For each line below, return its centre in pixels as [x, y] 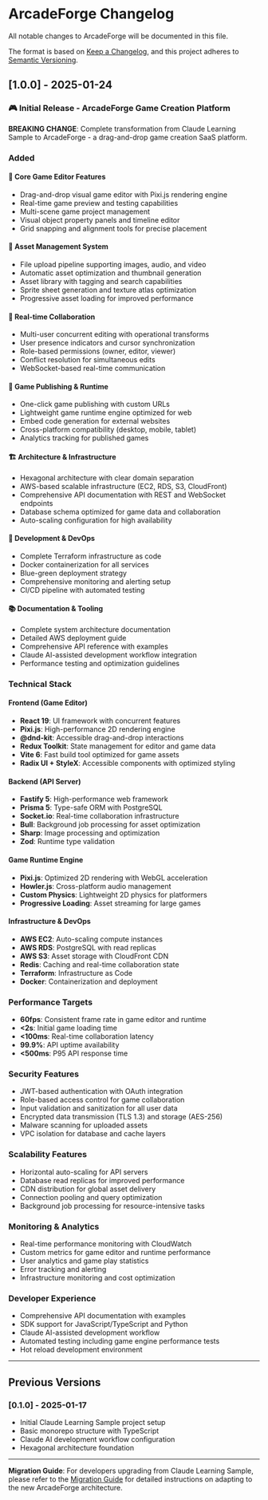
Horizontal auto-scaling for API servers [84, 1172]
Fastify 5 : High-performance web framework [94, 799]
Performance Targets [51, 1002]
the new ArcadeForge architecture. [66, 1487]
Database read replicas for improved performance [102, 1180]
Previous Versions [55, 1382]
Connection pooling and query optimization [91, 1197]
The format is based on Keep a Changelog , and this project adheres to [124, 51]
